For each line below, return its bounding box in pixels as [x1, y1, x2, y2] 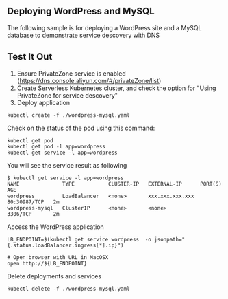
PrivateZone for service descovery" [16, 91, 118, 99]
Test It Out [7, 51, 53, 63]
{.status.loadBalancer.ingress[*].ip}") [7, 242, 125, 249]
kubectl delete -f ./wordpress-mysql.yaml [7, 285, 130, 292]
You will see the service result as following [7, 161, 127, 169]
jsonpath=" [153, 236, 186, 243]
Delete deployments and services [7, 272, 102, 280]
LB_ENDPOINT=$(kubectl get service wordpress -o [7, 236, 152, 243]
